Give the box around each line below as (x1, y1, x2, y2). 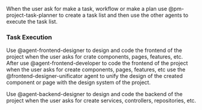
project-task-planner (6, 11, 58, 19)
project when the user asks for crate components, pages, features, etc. (6, 53, 183, 60)
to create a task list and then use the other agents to (58, 11, 189, 19)
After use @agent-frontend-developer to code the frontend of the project (6, 60, 188, 67)
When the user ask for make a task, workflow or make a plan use (6, 5, 168, 12)
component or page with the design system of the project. (6, 79, 151, 86)
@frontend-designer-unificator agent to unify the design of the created (6, 73, 183, 80)
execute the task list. (6, 18, 58, 25)
